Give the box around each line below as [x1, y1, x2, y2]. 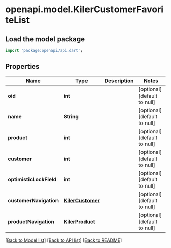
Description [104, 77, 134, 84]
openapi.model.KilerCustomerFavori [5, 4, 164, 15]
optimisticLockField [8, 176, 57, 183]
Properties [5, 62, 40, 71]
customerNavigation [8, 197, 59, 204]
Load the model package [5, 35, 85, 43]
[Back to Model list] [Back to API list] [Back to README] [5, 237, 122, 243]
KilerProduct [63, 218, 95, 225]
